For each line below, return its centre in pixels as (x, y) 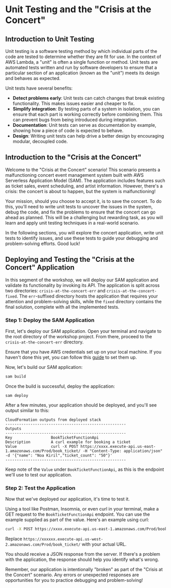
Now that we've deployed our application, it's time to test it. (67, 499)
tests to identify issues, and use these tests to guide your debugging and (82, 238)
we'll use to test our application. (39, 474)
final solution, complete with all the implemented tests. (62, 307)
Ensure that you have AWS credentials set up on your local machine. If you (83, 352)
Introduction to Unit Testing (50, 39)
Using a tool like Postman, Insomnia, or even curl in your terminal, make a (82, 509)
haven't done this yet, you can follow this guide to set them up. (71, 357)
